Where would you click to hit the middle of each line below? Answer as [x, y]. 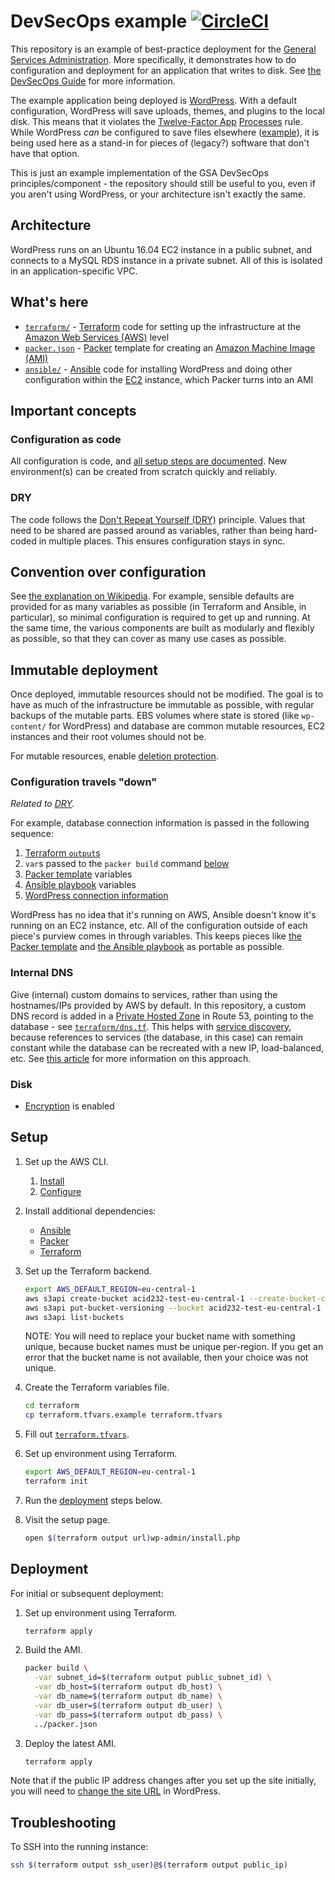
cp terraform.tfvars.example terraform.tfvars [123, 1415]
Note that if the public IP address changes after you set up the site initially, [163, 1781]
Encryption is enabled [69, 1106]
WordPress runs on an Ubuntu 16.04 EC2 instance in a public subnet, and [161, 249]
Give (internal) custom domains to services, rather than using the [144, 994]
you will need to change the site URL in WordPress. [115, 1791]
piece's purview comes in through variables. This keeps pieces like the [156, 936]
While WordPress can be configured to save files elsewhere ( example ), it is [165, 132]
